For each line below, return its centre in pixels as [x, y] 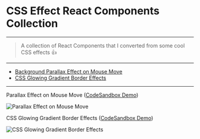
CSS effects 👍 [39, 52]
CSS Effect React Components [83, 11]
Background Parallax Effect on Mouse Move [68, 71]
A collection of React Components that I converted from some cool [103, 45]
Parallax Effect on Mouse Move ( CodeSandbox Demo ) [72, 95]
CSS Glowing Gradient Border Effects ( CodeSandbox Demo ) [80, 118]
